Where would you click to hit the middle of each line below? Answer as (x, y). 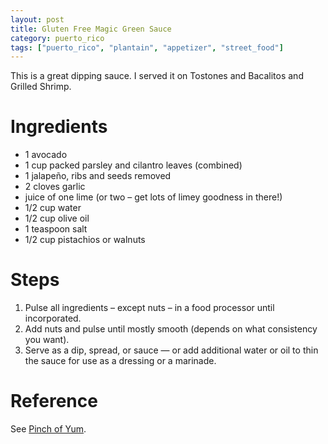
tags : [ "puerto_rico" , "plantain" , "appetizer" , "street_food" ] (147, 47)
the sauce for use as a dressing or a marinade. (120, 361)
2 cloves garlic (55, 187)
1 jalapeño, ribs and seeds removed (98, 176)
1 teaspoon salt (56, 229)
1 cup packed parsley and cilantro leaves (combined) (133, 165)
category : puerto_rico (57, 38)
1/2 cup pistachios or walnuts (85, 240)
